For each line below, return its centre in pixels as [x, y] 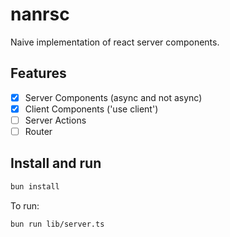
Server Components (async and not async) [113, 97]
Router [38, 131]
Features [38, 73]
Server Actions [55, 120]
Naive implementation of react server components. [115, 42]
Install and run [56, 163]
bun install [35, 186]
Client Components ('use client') [91, 109]
